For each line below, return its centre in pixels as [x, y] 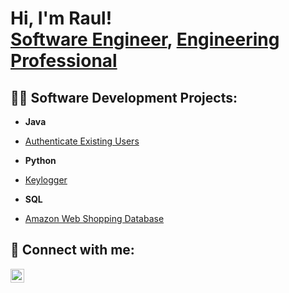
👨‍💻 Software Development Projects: [124, 97]
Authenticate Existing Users [82, 141]
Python [40, 160]
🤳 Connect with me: [72, 250]
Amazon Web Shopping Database [94, 218]
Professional [64, 61]
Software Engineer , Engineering [145, 39]
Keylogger [46, 180]
